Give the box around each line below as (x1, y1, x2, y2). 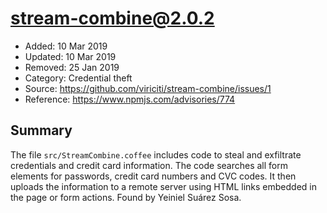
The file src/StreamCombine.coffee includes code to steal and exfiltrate (10, 148, 302, 161)
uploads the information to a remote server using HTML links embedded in (10, 180, 317, 192)
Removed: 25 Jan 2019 (24, 61, 120, 73)
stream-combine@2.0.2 (10, 7, 215, 30)
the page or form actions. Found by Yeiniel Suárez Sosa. (10, 191, 242, 203)
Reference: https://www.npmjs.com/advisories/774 (24, 93, 236, 105)
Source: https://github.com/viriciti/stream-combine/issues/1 (24, 82, 272, 94)
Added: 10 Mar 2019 (24, 40, 108, 52)
